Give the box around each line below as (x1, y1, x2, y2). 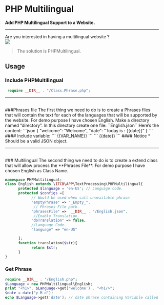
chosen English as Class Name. (5, 167, 68, 173)
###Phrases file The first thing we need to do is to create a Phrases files (5, 107, 150, 113)
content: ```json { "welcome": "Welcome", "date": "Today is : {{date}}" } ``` (5, 127, 153, 133)
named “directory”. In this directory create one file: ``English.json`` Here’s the (5, 122, 159, 128)
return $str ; (31, 245, 58, 250)
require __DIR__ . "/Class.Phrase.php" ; (7, 88, 91, 93)
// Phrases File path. (33, 204, 80, 209)
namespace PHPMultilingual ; (5, 177, 62, 182)
